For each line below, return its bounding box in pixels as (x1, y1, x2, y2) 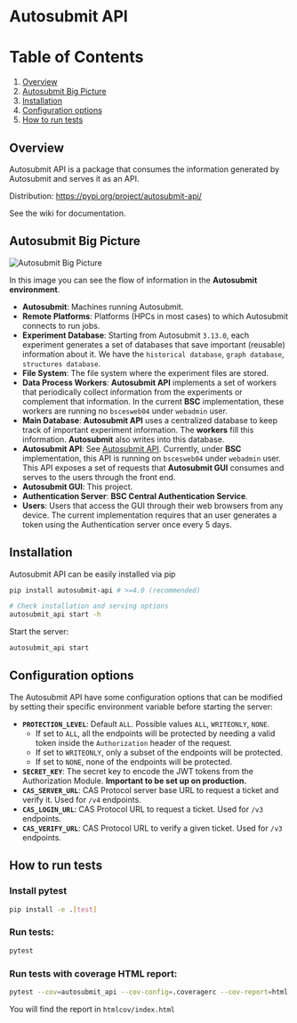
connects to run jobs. (21, 320, 100, 331)
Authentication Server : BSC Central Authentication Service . (21, 490, 249, 501)
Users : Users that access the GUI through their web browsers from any (21, 500, 284, 511)
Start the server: (9, 626, 69, 637)
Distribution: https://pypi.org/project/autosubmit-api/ (9, 190, 203, 201)
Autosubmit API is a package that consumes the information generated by (9, 163, 280, 175)
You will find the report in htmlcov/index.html (9, 1003, 175, 1014)
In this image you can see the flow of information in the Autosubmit (9, 274, 258, 285)
